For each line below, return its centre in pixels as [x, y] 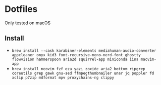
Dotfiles [21, 9]
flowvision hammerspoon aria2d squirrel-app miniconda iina [75, 59]
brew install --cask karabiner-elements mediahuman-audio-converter [84, 50]
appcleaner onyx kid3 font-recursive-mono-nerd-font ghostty [76, 55]
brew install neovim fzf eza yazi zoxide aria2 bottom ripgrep [79, 69]
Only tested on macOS [27, 23]
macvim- [148, 59]
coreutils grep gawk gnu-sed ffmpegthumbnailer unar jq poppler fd [83, 73]
